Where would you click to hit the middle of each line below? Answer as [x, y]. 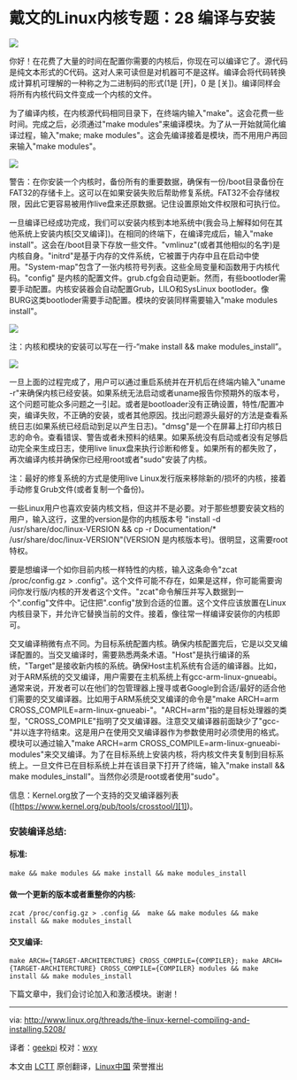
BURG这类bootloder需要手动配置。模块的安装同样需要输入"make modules [144, 300]
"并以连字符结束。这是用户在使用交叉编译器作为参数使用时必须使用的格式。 [147, 732]
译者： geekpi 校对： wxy [53, 1048]
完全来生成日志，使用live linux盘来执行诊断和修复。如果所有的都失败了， [148, 448]
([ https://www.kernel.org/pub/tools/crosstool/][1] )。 [103, 806]
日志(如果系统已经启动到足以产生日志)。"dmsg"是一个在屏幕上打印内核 [146, 426]
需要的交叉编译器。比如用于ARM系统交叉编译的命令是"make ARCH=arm [148, 698]
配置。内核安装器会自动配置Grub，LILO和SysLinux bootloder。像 [151, 289]
